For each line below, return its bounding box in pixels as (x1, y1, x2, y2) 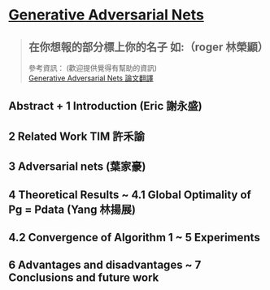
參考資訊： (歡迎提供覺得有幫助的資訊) (28, 63, 157, 72)
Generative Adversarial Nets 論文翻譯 (28, 73, 154, 83)
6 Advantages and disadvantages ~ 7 (8, 258, 202, 272)
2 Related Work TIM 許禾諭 (8, 129, 145, 143)
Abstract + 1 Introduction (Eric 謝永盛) (8, 99, 202, 113)
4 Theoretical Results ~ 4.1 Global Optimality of (8, 188, 252, 201)
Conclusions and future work (8, 271, 159, 285)
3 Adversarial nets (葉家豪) (8, 160, 146, 174)
